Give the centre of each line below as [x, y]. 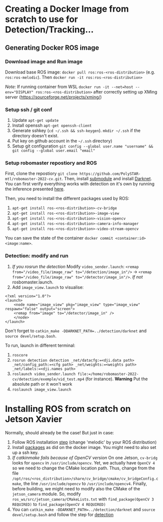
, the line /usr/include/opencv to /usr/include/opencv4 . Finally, [84, 484]
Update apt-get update [35, 120]
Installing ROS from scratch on [68, 409]
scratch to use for [42, 19]
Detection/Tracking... [49, 30]
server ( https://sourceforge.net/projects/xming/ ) [54, 97]
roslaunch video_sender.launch [44, 374]
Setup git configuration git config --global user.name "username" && [82, 146]
